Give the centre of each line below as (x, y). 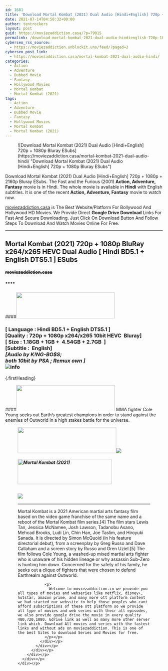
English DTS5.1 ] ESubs (41, 260)
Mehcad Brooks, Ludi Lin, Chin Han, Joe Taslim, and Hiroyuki (80, 533)
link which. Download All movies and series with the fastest (84, 624)
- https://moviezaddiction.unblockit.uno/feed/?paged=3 (69, 47)
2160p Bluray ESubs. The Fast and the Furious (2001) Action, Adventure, (80, 182)
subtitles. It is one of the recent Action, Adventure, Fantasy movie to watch (83, 192)
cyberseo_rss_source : (28, 43)
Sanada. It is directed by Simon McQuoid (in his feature (74, 538)
